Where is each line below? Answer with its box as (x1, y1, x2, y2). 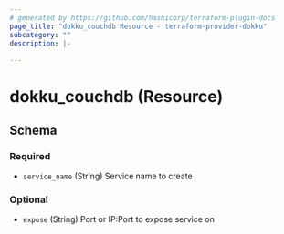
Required (9, 149, 51, 162)
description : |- (9, 38, 71, 48)
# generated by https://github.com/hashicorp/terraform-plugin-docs (9, 13, 276, 23)
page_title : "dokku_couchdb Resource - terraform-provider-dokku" (9, 22, 268, 31)
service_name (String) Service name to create (22, 170, 194, 181)
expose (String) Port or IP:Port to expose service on (22, 214, 215, 225)
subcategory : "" (9, 30, 71, 39)
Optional (9, 193, 48, 206)
